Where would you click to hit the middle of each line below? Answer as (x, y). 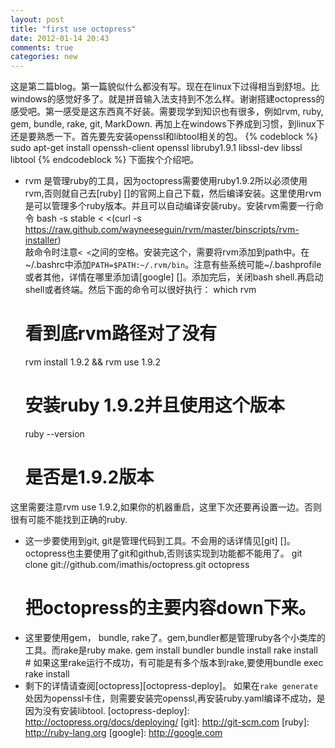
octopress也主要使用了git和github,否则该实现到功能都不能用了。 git (163, 553)
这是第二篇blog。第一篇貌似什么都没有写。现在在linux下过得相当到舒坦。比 (165, 87)
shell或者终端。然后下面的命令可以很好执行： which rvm (140, 290)
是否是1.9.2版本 (89, 477)
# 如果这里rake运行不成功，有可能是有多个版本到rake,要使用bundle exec (174, 662)
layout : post (37, 19)
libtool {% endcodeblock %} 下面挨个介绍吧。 (105, 160)
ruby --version (54, 434)
